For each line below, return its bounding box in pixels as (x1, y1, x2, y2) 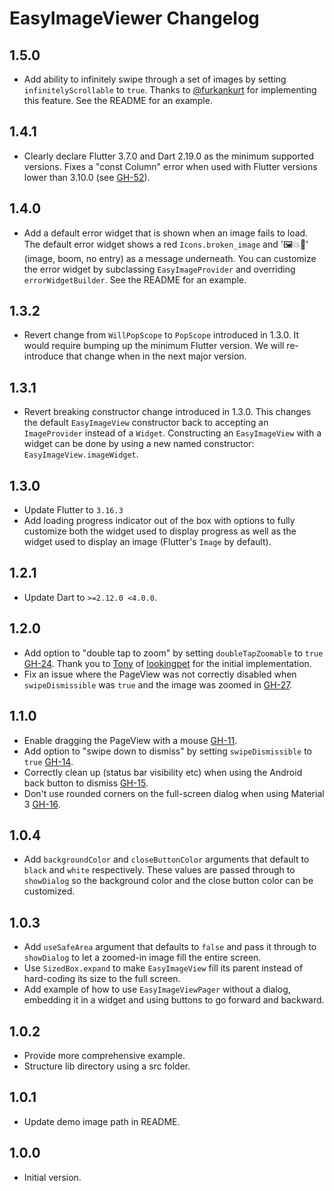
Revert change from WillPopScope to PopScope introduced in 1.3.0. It (23, 329, 300, 341)
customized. (23, 885, 76, 897)
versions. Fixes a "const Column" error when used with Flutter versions (23, 160, 318, 172)
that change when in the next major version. (65, 350, 247, 362)
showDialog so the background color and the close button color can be (23, 875, 314, 887)
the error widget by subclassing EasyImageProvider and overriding (23, 263, 296, 275)
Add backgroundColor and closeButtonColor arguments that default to (23, 853, 310, 866)
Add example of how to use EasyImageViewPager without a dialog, (23, 983, 291, 996)
